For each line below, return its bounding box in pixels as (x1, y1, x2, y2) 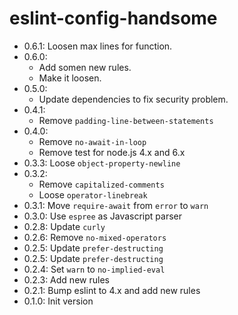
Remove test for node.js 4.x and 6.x (38, 146, 186, 158)
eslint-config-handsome (9, 7, 218, 30)
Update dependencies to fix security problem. (38, 93, 229, 105)
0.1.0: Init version (23, 295, 94, 307)
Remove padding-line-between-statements (38, 114, 214, 126)
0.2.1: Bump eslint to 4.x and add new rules (23, 284, 201, 296)
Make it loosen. (38, 72, 102, 84)
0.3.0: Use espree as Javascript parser (23, 210, 182, 222)
